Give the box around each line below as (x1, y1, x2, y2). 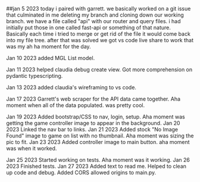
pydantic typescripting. (6, 73, 63, 79)
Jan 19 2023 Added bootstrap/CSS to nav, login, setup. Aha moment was (6, 113, 186, 120)
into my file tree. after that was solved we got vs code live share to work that (6, 37, 194, 43)
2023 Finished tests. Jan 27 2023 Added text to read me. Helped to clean (6, 163, 186, 170)
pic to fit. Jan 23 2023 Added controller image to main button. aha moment (6, 139, 190, 145)
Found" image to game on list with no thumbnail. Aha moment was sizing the (6, 132, 194, 139)
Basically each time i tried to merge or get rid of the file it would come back (6, 30, 190, 37)
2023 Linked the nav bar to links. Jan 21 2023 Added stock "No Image (6, 126, 179, 133)
